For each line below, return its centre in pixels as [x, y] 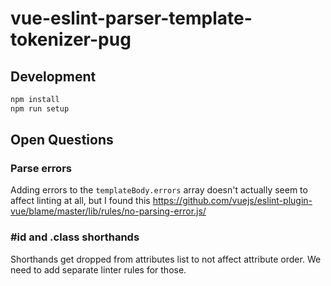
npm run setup [40, 108]
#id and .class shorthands [75, 237]
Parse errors [41, 169]
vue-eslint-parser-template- [131, 18]
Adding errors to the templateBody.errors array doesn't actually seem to [159, 190]
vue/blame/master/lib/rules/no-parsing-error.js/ [108, 211]
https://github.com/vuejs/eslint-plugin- [232, 201]
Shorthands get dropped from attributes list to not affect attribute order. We [166, 259]
